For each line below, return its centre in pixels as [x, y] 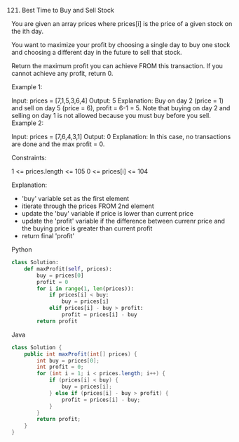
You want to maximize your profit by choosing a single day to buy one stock [121, 45]
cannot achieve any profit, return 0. [62, 73]
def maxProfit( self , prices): [68, 269]
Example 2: [28, 123]
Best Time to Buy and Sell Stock [68, 10]
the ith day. [28, 31]
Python [22, 249]
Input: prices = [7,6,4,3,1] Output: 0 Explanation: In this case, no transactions [121, 137]
